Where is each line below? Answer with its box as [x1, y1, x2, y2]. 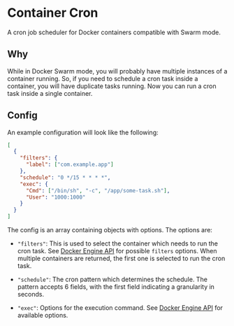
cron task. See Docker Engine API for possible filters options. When [17, 247, 217, 255]
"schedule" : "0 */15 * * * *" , [20, 173, 111, 181]
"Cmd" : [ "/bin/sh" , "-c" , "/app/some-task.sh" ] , [25, 187, 170, 194]
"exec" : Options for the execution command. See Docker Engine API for [17, 304, 224, 312]
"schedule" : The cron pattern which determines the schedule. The [17, 275, 208, 284]
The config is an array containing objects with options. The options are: [7, 226, 213, 234]
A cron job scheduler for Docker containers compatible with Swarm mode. [7, 28, 221, 36]
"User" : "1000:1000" [25, 194, 86, 201]
